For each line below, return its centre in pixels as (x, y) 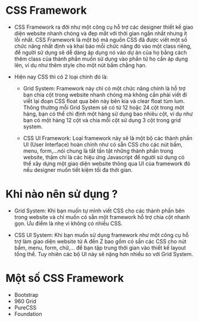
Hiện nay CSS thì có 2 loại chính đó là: (61, 77)
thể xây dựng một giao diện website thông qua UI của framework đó (107, 163)
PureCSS (25, 307)
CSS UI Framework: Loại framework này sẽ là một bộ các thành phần (108, 138)
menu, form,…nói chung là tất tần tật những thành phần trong (98, 151)
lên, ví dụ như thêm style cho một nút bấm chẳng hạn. (80, 65)
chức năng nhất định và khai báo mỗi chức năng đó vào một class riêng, (103, 46)
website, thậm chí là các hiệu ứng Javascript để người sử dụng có (104, 157)
